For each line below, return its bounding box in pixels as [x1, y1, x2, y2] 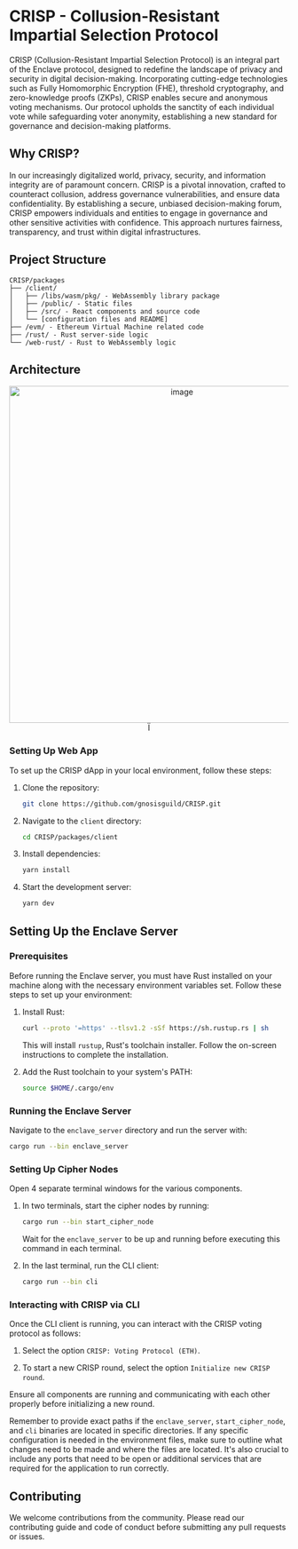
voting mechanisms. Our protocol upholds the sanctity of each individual [9, 101, 275, 112]
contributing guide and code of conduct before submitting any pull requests [9, 1521, 286, 1532]
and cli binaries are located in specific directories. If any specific [9, 1426, 248, 1436]
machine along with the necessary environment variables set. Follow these [9, 980, 282, 990]
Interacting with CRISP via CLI [9, 1299, 140, 1311]
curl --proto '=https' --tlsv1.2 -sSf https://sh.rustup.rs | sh [21, 1023, 269, 1032]
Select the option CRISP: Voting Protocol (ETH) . [21, 1346, 201, 1356]
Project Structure [9, 252, 106, 267]
